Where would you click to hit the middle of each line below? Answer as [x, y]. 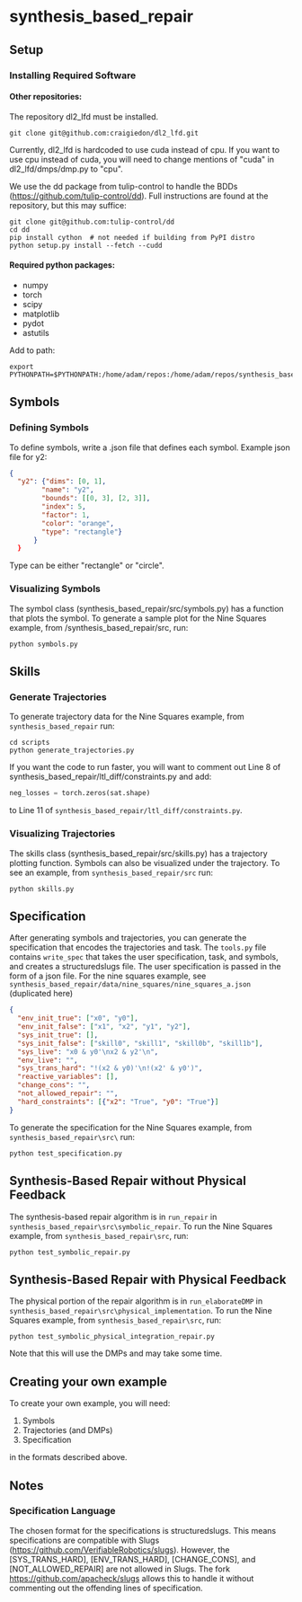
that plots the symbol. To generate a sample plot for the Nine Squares [138, 618]
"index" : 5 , [64, 507]
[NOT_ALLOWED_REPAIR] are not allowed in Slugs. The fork [120, 1569]
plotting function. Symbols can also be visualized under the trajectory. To [145, 863]
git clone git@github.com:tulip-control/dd [92, 222]
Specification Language [62, 1511]
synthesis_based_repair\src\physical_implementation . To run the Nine [141, 1311]
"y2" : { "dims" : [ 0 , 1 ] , [62, 482]
